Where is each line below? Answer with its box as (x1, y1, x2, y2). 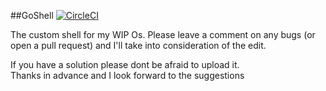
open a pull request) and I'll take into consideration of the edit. (10, 40, 267, 51)
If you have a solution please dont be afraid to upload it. (10, 59, 240, 70)
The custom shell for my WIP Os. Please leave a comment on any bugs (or (10, 29, 316, 40)
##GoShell (10, 10, 54, 21)
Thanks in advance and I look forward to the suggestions (10, 70, 245, 81)
